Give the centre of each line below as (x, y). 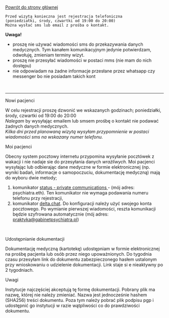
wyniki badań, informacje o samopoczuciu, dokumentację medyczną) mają (83, 172)
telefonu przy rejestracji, (38, 198)
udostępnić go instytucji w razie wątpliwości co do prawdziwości (72, 305)
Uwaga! (13, 34)
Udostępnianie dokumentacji (35, 239)
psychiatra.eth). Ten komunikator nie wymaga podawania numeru (80, 193)
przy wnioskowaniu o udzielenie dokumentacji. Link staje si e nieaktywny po (84, 265)
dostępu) (22, 66)
